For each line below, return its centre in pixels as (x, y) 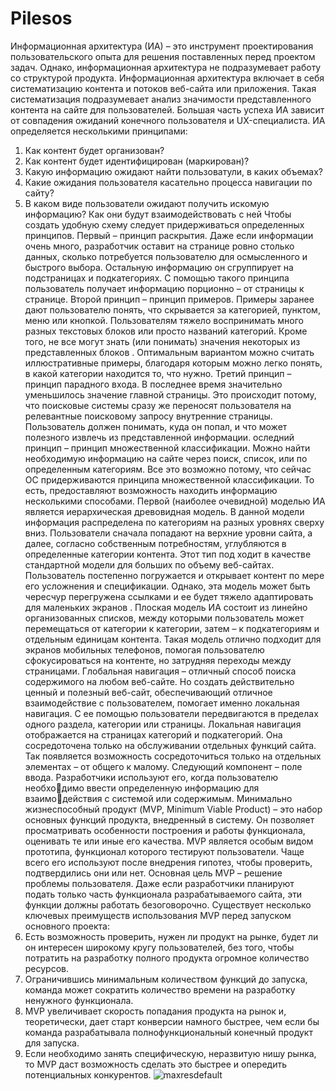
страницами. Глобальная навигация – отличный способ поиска (160, 671)
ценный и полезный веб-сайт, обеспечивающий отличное (148, 692)
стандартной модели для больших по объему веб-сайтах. (149, 564)
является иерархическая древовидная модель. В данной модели (164, 511)
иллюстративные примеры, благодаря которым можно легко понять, (173, 363)
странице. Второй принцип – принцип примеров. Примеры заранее (169, 299)
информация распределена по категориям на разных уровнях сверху (174, 522)
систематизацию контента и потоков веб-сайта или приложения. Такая (163, 88)
